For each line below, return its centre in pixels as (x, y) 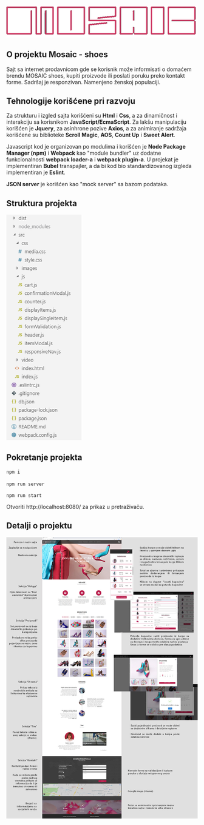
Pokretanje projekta (44, 457)
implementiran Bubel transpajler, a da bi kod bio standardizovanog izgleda (99, 166)
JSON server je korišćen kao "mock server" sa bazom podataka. (87, 184)
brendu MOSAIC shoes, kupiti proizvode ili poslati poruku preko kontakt (96, 75)
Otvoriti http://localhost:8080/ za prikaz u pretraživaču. (75, 507)
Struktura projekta (42, 203)
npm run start (24, 496)
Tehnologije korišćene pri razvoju (71, 101)
